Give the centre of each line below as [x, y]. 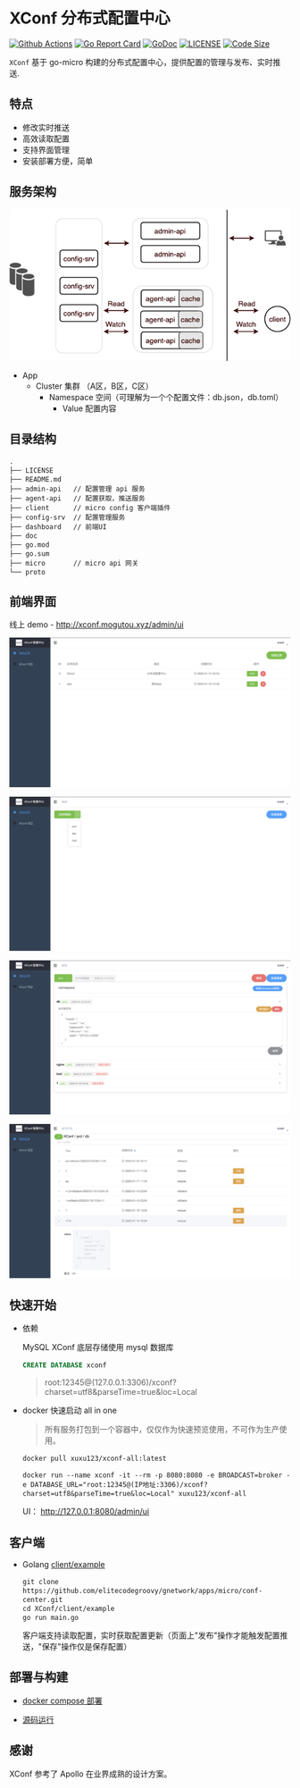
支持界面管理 [46, 149]
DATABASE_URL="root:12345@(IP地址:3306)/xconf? [119, 1485]
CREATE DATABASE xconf [64, 1365]
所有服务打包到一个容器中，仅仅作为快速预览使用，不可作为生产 [162, 1430]
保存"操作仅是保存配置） [87, 1647]
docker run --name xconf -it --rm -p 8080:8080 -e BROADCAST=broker [152, 1475]
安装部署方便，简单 [58, 161]
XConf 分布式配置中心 [90, 18]
